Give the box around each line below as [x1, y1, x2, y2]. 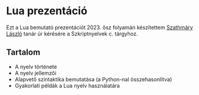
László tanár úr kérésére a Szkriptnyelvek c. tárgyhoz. [6, 30, 138, 37]
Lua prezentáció [6, 4, 88, 18]
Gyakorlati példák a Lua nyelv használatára [14, 82, 120, 89]
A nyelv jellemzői [14, 69, 56, 77]
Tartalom [6, 47, 40, 58]
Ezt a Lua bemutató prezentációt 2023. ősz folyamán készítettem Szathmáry [6, 24, 193, 31]
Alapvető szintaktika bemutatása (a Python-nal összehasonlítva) [14, 75, 172, 83]
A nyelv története [14, 63, 58, 70]
